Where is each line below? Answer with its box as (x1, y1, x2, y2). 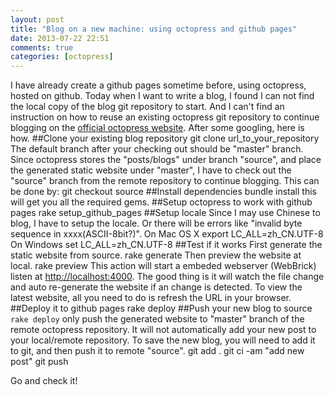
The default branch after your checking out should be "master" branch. (10, 143, 304, 155)
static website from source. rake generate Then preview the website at (10, 249, 302, 261)
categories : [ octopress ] (10, 52, 114, 62)
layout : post (10, 14, 65, 25)
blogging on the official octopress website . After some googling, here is (10, 122, 305, 134)
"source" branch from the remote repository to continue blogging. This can (10, 175, 320, 187)
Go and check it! (10, 375, 78, 387)
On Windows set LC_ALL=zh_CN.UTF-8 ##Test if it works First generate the (10, 239, 323, 251)
